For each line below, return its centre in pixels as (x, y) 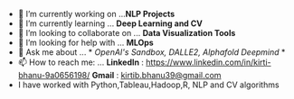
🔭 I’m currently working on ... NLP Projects (96, 14)
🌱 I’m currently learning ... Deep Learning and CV (110, 23)
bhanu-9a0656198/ (54, 75)
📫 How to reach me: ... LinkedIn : (81, 62)
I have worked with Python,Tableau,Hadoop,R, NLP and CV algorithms (148, 85)
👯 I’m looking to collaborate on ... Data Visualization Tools (127, 33)
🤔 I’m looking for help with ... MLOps (85, 42)
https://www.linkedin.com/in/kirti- (209, 62)
